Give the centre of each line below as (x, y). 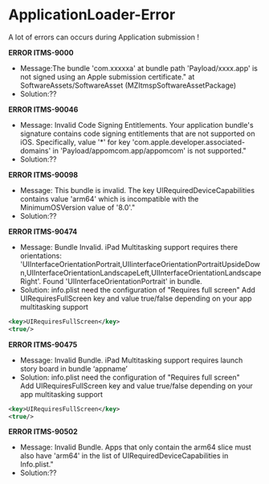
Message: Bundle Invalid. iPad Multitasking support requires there (129, 247)
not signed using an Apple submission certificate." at (107, 76)
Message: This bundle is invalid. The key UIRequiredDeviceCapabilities (137, 190)
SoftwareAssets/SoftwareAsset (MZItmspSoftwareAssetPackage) (128, 85)
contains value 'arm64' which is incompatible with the (109, 199)
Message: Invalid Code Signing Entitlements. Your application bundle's (137, 125)
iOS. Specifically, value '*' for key (75, 142)
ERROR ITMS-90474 (43, 232)
